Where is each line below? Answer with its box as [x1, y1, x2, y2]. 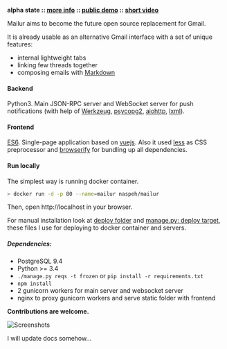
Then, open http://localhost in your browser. [7, 203, 133, 211]
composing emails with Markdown [17, 69, 116, 76]
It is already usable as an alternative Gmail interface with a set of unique [7, 33, 213, 41]
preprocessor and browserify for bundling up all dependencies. [7, 146, 188, 154]
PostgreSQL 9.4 [17, 257, 63, 266]
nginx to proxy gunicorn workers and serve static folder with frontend [17, 294, 216, 303]
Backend [7, 84, 33, 92]
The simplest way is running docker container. [7, 177, 139, 185]
